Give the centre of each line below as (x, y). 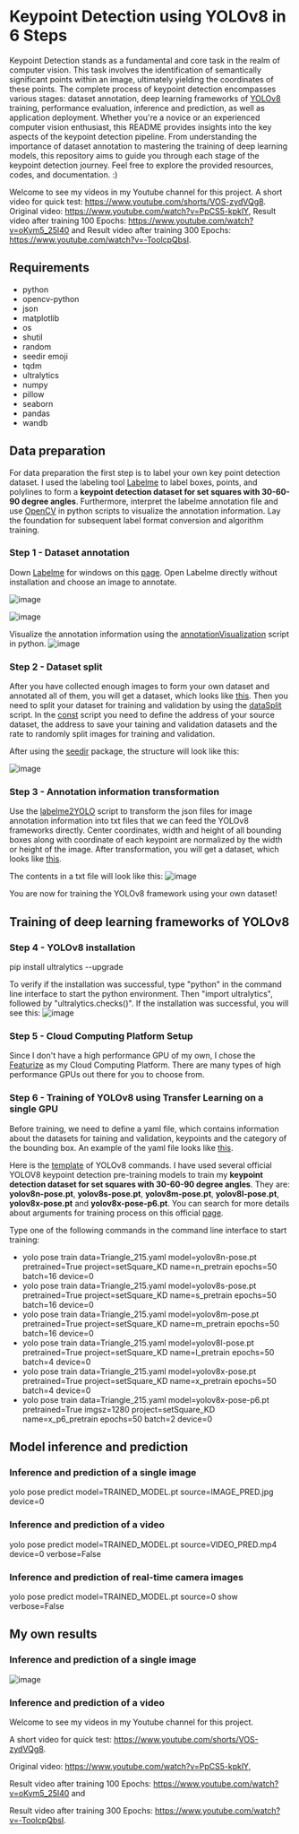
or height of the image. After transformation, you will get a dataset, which (144, 850)
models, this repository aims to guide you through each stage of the (134, 155)
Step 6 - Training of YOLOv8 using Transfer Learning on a (137, 1098)
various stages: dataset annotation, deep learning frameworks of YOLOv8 (145, 98)
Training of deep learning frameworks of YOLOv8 (149, 922)
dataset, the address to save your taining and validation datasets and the (143, 724)
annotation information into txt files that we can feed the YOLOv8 (129, 821)
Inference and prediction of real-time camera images (127, 1577)
